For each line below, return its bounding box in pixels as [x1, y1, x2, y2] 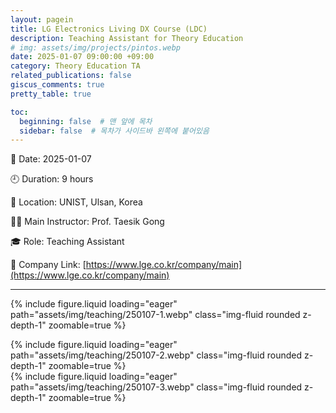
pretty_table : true [10, 89, 92, 99]
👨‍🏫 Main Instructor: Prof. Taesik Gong [10, 216, 165, 228]
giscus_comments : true [10, 80, 105, 90]
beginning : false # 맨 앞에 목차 [19, 116, 153, 126]
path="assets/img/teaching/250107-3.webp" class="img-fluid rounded [10, 381, 303, 393]
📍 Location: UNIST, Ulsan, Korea [10, 196, 143, 208]
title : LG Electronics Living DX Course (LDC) [10, 24, 208, 34]
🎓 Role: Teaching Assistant [10, 236, 125, 248]
